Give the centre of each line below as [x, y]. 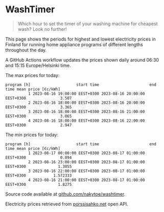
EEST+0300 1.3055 [39, 166]
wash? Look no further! [42, 29]
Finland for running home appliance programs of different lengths [74, 44]
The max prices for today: [32, 75]
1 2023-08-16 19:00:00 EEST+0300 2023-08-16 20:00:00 [86, 93]
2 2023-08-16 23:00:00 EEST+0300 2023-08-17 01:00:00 [86, 162]
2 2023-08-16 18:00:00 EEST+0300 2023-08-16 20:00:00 [86, 103]
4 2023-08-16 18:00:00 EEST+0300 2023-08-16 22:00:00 [86, 121]
